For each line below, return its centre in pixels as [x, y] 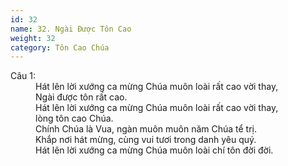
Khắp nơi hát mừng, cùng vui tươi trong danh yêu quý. [146, 140]
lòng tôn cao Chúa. [74, 118]
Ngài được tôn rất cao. [81, 97]
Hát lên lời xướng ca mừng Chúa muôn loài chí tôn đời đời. [154, 150]
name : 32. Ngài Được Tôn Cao [71, 29]
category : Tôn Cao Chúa [60, 47]
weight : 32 [33, 38]
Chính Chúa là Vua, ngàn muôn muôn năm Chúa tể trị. [146, 129]
